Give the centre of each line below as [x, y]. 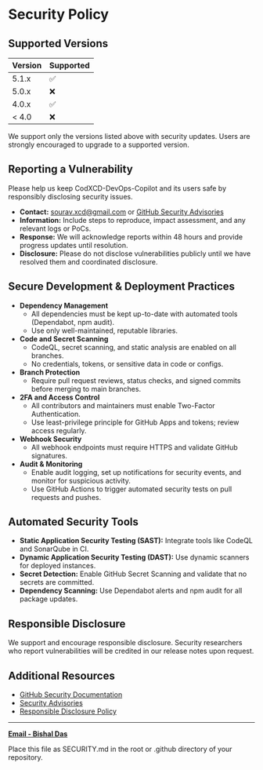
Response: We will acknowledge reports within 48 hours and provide [131, 236]
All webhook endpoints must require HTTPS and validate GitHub [135, 447]
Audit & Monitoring [51, 464]
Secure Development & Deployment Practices [122, 287]
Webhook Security [50, 439]
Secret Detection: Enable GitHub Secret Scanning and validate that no [133, 574]
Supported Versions [58, 44]
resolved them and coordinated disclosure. [88, 261]
